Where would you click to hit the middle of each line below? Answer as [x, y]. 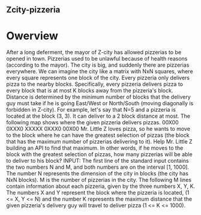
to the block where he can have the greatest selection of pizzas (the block [98, 135]
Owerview [32, 36]
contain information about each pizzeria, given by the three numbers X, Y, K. [101, 186]
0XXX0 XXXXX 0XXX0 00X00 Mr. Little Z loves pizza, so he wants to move [98, 129]
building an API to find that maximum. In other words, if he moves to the [95, 148]
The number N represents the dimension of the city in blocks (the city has [97, 174]
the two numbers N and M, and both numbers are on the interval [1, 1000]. [98, 167]
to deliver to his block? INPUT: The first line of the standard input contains [97, 161]
